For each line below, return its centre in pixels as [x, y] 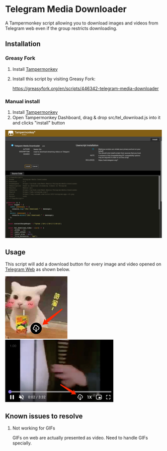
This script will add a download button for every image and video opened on [83, 264]
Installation [23, 44]
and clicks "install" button [39, 123]
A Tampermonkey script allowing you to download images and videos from [82, 23]
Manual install [23, 101]
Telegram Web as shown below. [38, 269]
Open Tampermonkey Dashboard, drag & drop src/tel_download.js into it [86, 117]
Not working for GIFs [34, 428]
